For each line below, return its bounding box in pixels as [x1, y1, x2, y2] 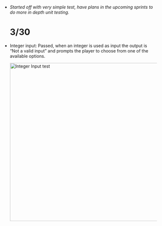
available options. [9, 53, 46, 59]
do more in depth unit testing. [9, 9, 69, 15]
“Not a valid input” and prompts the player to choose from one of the [9, 48, 148, 53]
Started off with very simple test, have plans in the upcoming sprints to [9, 4, 153, 10]
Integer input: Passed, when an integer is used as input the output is [9, 43, 147, 49]
